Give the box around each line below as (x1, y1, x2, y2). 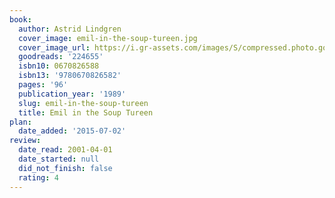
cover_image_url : (18, 42, 91, 53)
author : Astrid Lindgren (18, 24, 122, 34)
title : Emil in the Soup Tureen (18, 107, 154, 118)
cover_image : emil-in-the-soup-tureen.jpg (18, 33, 198, 43)
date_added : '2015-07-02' (18, 126, 127, 136)
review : (9, 136, 42, 146)
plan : (9, 117, 32, 127)
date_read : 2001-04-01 (18, 145, 113, 155)
